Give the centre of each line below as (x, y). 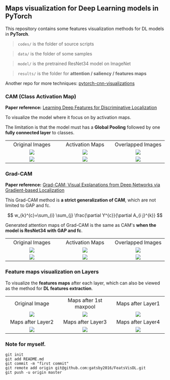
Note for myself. (26, 344)
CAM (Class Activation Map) (41, 96)
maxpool (85, 306)
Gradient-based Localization (35, 190)
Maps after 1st (85, 300)
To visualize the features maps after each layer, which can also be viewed (83, 283)
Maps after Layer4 (138, 321)
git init (14, 355)
